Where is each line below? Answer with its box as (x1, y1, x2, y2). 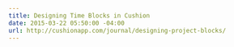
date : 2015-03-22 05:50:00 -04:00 (8, 19, 126, 27)
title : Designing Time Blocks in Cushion (8, 11, 151, 20)
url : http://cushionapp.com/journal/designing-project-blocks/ (8, 26, 227, 34)
